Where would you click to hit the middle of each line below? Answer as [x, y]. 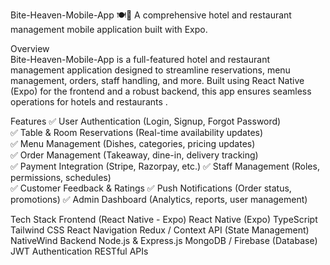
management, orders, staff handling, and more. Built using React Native [157, 80]
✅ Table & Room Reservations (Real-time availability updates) [137, 132]
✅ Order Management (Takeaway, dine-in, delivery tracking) [134, 155]
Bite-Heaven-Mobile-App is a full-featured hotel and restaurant [140, 59]
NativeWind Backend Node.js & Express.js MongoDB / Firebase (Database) [164, 240]
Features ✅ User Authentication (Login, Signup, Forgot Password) [146, 121]
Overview [30, 48]
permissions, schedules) [61, 177]
